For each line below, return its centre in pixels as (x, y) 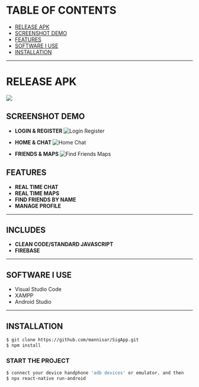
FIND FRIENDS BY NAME (45, 199)
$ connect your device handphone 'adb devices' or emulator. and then (95, 373)
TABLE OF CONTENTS (61, 10)
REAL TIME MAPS (37, 193)
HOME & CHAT (33, 142)
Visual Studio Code (38, 290)
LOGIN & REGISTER (38, 131)
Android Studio (33, 302)
